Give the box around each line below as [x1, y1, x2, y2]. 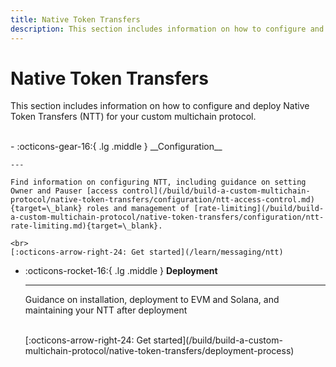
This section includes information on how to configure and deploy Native [10, 100, 310, 112]
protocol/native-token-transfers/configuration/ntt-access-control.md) [10, 195, 315, 205]
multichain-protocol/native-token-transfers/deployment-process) [24, 345, 295, 357]
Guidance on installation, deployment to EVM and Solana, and [24, 294, 280, 306]
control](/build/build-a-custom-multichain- [121, 186, 311, 196]
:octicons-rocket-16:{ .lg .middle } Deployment [24, 265, 218, 277]
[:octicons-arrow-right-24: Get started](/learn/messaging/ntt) [10, 247, 284, 258]
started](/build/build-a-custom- [153, 334, 283, 346]
